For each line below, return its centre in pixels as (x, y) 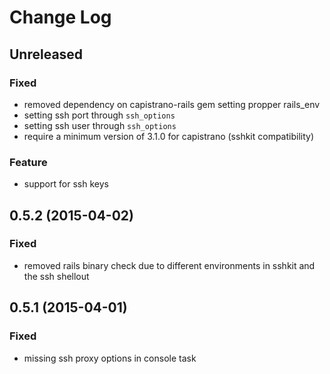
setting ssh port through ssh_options (99, 115)
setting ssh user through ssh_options (100, 125)
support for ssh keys (66, 184)
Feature (28, 162)
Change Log (60, 17)
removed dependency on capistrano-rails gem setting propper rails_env (172, 104)
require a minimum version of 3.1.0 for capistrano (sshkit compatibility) (169, 136)
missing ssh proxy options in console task (110, 358)
